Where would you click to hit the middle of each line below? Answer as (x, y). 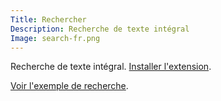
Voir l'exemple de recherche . (69, 86)
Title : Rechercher (48, 19)
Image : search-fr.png (55, 38)
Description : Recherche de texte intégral (100, 29)
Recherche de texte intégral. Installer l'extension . (111, 67)
